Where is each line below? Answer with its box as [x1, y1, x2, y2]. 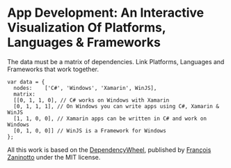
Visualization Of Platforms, [7, 20, 166, 36]
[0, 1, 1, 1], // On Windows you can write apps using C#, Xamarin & [13, 102, 219, 109]
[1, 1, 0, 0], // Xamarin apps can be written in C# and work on [13, 115, 207, 122]
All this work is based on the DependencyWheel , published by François [7, 145, 212, 154]
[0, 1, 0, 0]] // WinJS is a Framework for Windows [13, 127, 167, 134]
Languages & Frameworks [7, 35, 161, 50]
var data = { [7, 78, 45, 85]
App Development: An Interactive [7, 5, 204, 21]
